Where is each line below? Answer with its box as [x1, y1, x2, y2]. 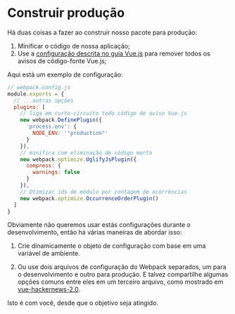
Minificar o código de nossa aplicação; [17, 41, 130, 50]
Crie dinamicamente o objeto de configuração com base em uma [17, 242, 206, 250]
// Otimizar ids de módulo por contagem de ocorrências [20, 188, 188, 195]
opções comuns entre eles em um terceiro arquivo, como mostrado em [17, 277, 224, 286]
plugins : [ [13, 103, 46, 110]
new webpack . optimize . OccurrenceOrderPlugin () [20, 195, 159, 202]
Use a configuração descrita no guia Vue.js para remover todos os [17, 49, 211, 58]
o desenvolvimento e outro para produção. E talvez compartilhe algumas [17, 270, 229, 279]
